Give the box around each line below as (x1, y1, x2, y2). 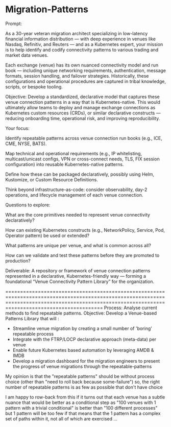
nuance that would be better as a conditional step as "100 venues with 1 (5, 399, 156, 406)
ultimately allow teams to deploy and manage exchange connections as (5, 104, 156, 110)
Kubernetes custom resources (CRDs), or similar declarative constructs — (5, 110, 161, 116)
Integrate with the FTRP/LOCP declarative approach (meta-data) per (12, 336, 157, 342)
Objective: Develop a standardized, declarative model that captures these (5, 93, 160, 100)
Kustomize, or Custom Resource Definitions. (5, 176, 99, 182)
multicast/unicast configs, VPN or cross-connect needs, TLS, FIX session (5, 156, 160, 162)
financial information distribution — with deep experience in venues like (5, 36, 156, 42)
